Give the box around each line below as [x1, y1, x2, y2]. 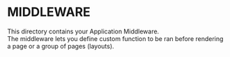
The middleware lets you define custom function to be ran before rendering [7, 34, 224, 42]
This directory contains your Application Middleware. [7, 27, 160, 35]
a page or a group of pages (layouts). [7, 42, 114, 50]
